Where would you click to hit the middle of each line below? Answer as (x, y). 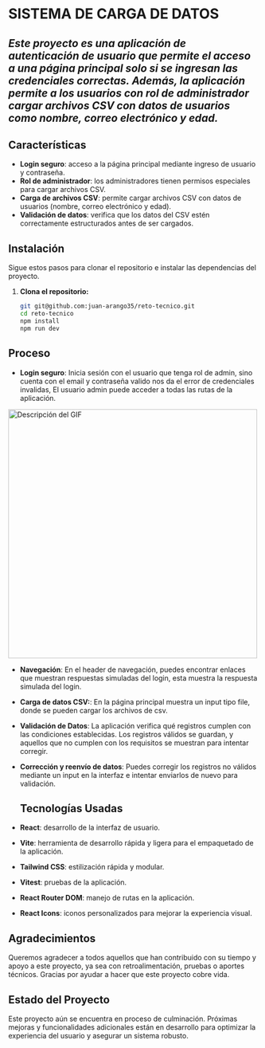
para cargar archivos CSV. (62, 190)
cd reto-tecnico (47, 314)
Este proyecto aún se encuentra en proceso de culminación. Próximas (123, 1019)
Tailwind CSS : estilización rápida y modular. (92, 867)
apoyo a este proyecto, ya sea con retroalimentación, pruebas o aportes (127, 966)
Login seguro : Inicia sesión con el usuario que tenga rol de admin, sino (136, 372)
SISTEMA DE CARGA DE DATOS (114, 14)
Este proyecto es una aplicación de (97, 43)
